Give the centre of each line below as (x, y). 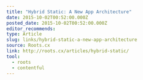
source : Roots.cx (28, 46)
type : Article (24, 34)
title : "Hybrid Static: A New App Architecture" (69, 12)
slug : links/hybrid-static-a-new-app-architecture (72, 40)
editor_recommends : (31, 29)
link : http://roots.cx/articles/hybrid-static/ (68, 51)
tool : (13, 57)
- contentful (28, 68)
